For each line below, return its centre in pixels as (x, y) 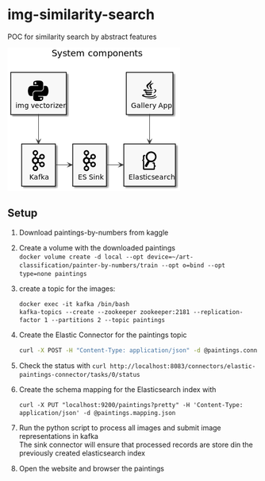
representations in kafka (58, 436)
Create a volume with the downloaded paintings (97, 247)
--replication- (218, 312)
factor (30, 320)
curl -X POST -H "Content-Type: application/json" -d (109, 350)
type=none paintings (53, 273)
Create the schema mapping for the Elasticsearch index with (117, 389)
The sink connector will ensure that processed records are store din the (136, 444)
